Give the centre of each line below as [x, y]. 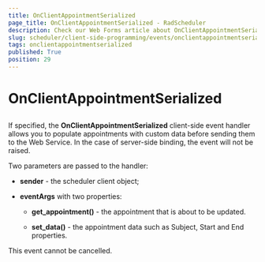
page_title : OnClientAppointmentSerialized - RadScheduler [107, 23]
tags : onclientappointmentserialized [70, 45]
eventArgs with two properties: [71, 196]
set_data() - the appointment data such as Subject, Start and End [138, 227]
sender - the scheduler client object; [79, 182]
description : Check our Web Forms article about [90, 30]
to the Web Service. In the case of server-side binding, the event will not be [131, 142]
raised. [19, 151]
